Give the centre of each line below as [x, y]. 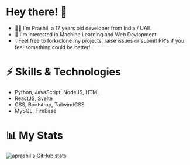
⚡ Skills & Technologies [64, 72]
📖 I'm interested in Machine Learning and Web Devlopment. [86, 34]
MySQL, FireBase [35, 111]
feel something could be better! [52, 47]
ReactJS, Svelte [34, 98]
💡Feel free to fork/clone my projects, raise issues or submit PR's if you [99, 40]
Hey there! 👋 [37, 12]
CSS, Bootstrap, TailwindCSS [49, 104]
